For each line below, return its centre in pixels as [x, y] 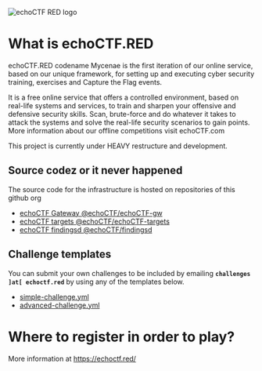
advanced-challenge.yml [59, 305]
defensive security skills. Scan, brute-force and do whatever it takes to [122, 114]
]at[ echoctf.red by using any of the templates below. [96, 282]
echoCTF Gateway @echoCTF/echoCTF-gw [91, 213]
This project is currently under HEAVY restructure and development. [118, 146]
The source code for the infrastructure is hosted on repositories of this [122, 189]
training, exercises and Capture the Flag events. [85, 82]
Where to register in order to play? [122, 336]
